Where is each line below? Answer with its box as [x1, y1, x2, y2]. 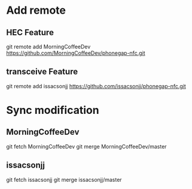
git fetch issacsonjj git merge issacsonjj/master [6, 176, 122, 183]
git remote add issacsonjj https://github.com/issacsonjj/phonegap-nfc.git [6, 82, 187, 89]
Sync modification [6, 104, 100, 117]
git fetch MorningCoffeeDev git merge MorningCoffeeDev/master [6, 142, 167, 150]
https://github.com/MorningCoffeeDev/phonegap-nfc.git [6, 49, 145, 57]
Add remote [6, 4, 66, 17]
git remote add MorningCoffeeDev [6, 43, 91, 50]
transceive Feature [6, 67, 78, 77]
